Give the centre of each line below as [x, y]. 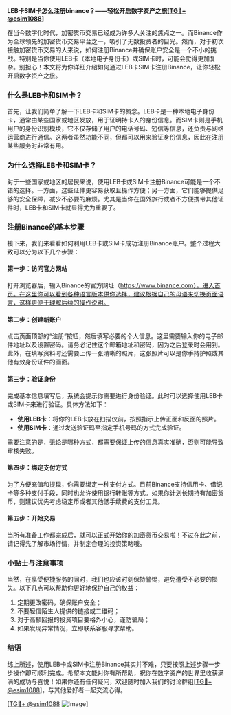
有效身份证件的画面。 [43, 362]
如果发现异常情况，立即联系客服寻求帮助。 [77, 628]
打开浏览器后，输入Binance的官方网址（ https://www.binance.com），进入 [111, 285]
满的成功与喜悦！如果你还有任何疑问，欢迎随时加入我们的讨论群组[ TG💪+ [110, 681]
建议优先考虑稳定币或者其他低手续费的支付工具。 [94, 501]
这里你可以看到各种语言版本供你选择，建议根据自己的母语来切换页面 [121, 294]
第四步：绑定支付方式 [37, 467]
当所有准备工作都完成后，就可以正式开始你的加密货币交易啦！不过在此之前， [115, 535]
